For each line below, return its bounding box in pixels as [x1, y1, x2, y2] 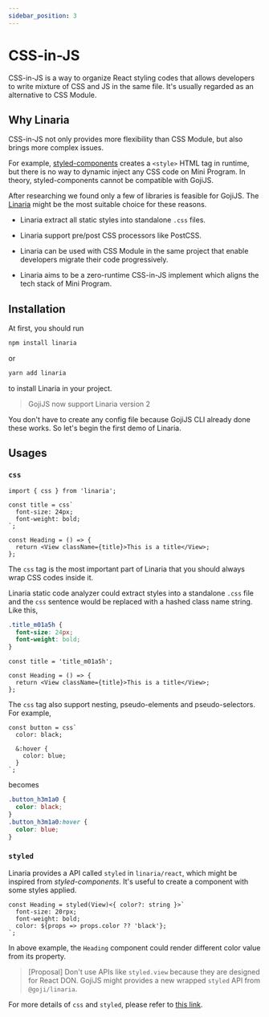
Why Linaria [8, 113, 70, 127]
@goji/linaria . [27, 984, 78, 994]
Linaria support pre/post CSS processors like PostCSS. [19, 230, 202, 241]
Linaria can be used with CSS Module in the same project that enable [19, 246, 249, 256]
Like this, [8, 605, 39, 615]
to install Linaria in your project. [8, 383, 112, 393]
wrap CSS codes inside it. [8, 572, 94, 582]
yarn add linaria [8, 369, 67, 377]
